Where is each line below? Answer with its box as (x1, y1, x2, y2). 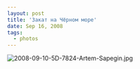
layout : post (7, 10, 45, 17)
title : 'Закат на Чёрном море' (7, 16, 97, 23)
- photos (13, 36, 39, 42)
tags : (7, 29, 23, 36)
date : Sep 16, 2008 (7, 23, 63, 29)
